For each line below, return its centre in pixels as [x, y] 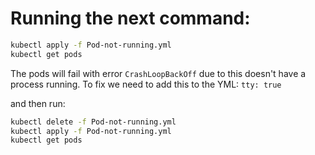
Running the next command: [130, 18]
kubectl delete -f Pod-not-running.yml [93, 122]
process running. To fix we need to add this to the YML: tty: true [146, 84]
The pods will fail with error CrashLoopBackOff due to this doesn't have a [158, 73]
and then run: [38, 103]
